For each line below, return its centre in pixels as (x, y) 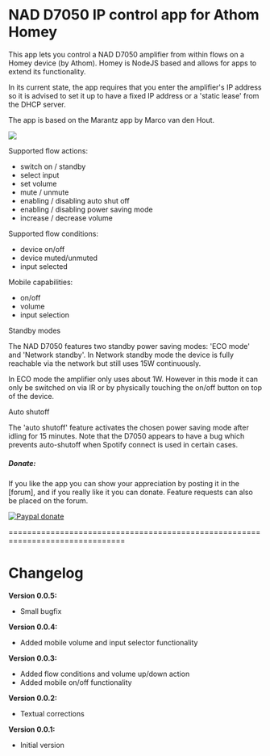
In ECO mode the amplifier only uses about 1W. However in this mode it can (133, 379)
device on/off (42, 249)
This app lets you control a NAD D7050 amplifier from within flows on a (126, 54)
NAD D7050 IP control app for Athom (134, 15)
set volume (38, 183)
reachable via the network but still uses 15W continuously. (105, 363)
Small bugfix (41, 611)
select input (39, 174)
